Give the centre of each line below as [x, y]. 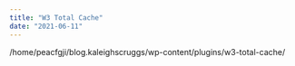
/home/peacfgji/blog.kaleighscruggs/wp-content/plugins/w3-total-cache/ [147, 52]
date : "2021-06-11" [46, 26]
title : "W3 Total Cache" [56, 18]
